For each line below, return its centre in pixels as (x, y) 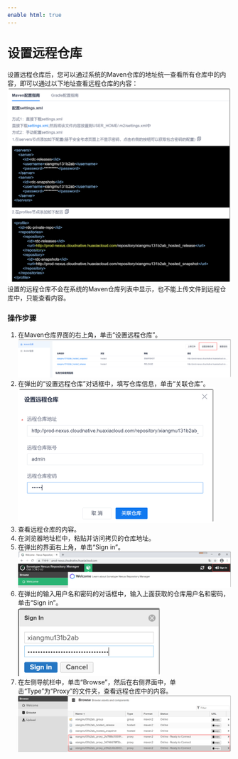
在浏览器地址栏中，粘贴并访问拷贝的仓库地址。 (86, 538)
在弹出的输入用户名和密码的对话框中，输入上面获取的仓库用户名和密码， (123, 593)
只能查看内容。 (48, 298)
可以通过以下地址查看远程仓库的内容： (82, 83)
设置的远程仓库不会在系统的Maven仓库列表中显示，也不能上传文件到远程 (114, 289)
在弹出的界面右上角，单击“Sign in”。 (71, 547)
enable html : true (34, 15)
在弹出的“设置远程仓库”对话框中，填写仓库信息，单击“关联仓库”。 (113, 383)
